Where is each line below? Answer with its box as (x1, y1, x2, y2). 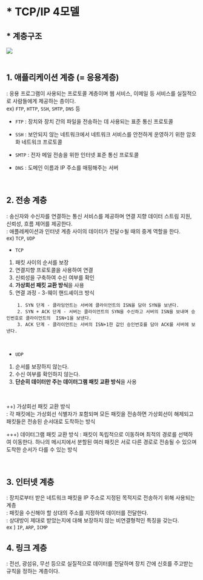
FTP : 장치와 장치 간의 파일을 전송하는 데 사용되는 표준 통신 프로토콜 (15, 118, 174, 125)
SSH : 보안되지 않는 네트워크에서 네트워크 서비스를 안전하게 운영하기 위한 (15, 130, 185, 138)
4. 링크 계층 (6, 542, 47, 553)
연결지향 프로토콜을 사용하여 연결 (15, 266, 93, 273)
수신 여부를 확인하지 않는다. (15, 370, 81, 378)
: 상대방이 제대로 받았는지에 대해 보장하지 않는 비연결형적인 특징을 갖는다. (6, 517, 179, 524)
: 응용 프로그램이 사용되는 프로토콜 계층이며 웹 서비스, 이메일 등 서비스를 (6, 90, 176, 97)
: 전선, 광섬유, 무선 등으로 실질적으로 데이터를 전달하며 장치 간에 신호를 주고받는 (6, 560, 194, 567)
